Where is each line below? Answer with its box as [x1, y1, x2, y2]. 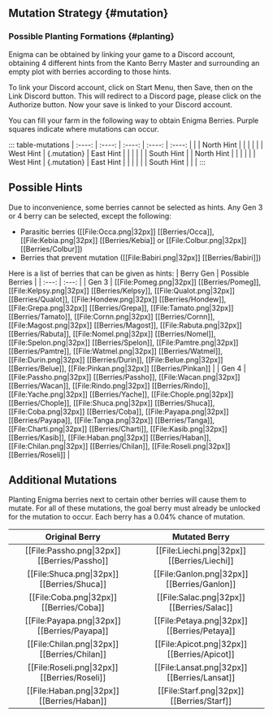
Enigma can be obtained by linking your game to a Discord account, [8, 49, 236, 59]
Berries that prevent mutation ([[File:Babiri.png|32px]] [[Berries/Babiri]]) [19, 252, 262, 263]
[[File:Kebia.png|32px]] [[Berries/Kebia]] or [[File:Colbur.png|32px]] [19, 235, 247, 245]
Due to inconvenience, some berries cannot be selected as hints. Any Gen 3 [8, 202, 263, 212]
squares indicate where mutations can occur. [8, 124, 160, 133]
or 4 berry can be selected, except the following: [8, 211, 172, 220]
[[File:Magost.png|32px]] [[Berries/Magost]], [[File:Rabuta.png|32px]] [8, 320, 242, 330]
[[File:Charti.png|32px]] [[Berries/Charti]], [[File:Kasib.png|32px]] [8, 424, 227, 433]
